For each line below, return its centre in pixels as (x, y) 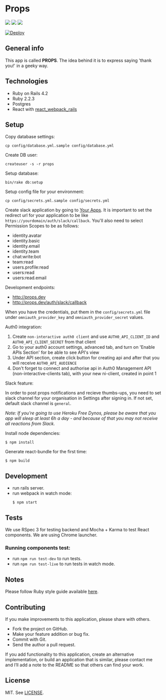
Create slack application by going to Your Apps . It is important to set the (79, 210)
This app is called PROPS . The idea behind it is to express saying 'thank (79, 60)
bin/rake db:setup (24, 183)
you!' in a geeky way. (27, 66)
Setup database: (22, 173)
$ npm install (20, 443)
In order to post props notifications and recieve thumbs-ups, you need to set (83, 393)
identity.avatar (27, 236)
